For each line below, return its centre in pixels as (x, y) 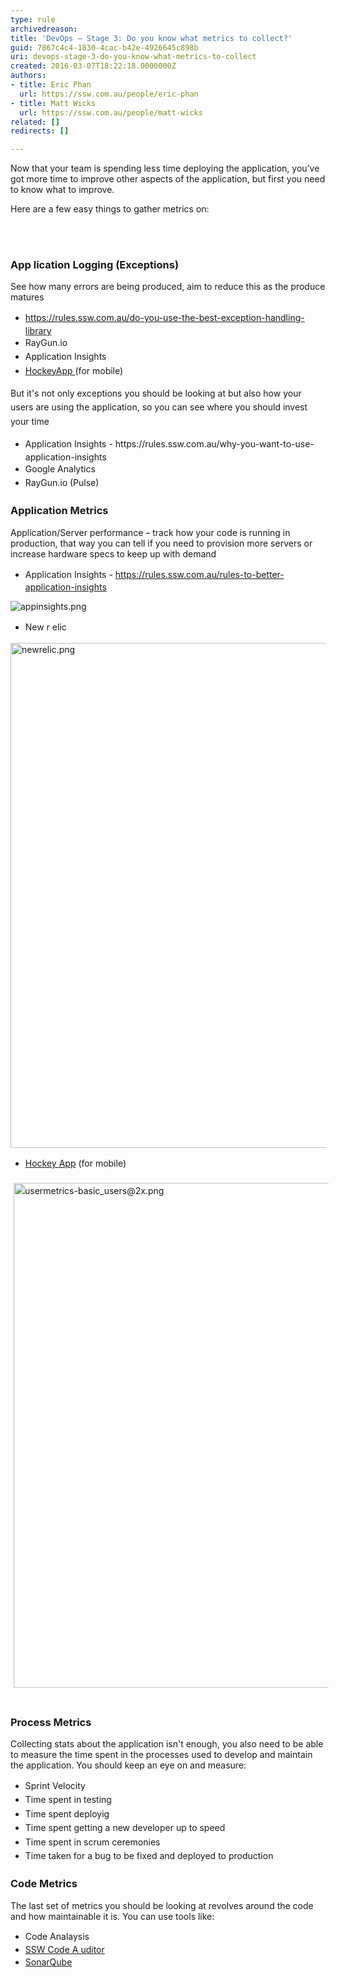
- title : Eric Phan (51, 85)
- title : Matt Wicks (53, 103)
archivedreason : (44, 29)
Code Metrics (44, 1884)
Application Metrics (59, 511)
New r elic (45, 627)
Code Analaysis (57, 1936)
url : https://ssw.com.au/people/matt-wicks (111, 112)
